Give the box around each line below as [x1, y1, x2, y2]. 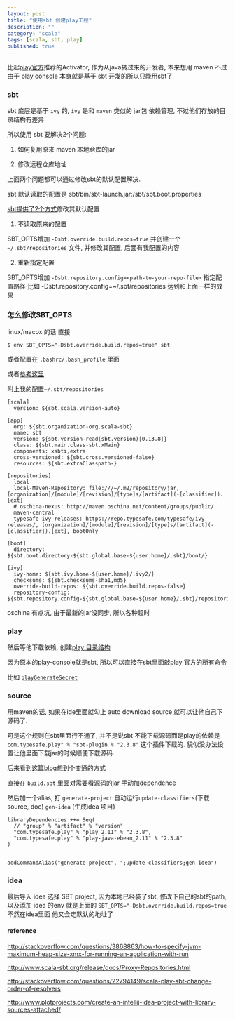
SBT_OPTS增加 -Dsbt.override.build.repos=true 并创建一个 [7, 234, 181, 243]
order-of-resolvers [7, 984, 61, 993]
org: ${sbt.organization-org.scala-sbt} [13, 423, 133, 430]
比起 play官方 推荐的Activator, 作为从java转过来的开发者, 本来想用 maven [7, 63, 213, 71]
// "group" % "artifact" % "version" [13, 823, 124, 830]
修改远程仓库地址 [17, 160, 67, 168]
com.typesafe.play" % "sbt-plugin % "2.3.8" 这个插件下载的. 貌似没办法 [7, 740, 218, 748]
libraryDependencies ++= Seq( [7, 816, 96, 823]
